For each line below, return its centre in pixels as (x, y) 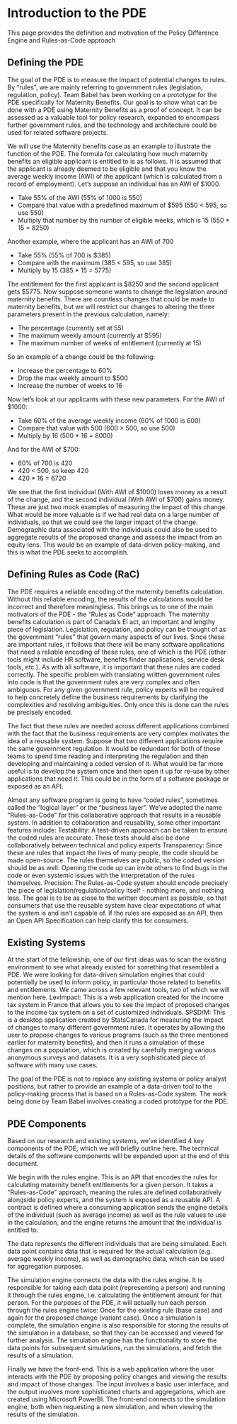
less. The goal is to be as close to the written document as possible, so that (117, 898)
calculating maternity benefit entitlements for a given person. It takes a (110, 1185)
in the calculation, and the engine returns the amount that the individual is (115, 1223)
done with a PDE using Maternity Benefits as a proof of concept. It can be (115, 110)
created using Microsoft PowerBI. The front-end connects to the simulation (117, 1399)
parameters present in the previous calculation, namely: (88, 314)
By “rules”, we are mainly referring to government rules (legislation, (105, 87)
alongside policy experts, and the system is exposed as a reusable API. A (114, 1200)
